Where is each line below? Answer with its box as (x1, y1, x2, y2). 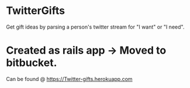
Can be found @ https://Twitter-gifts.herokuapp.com (6, 75, 133, 82)
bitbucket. (6, 57, 57, 69)
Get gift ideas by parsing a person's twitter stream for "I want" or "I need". (6, 23, 185, 30)
